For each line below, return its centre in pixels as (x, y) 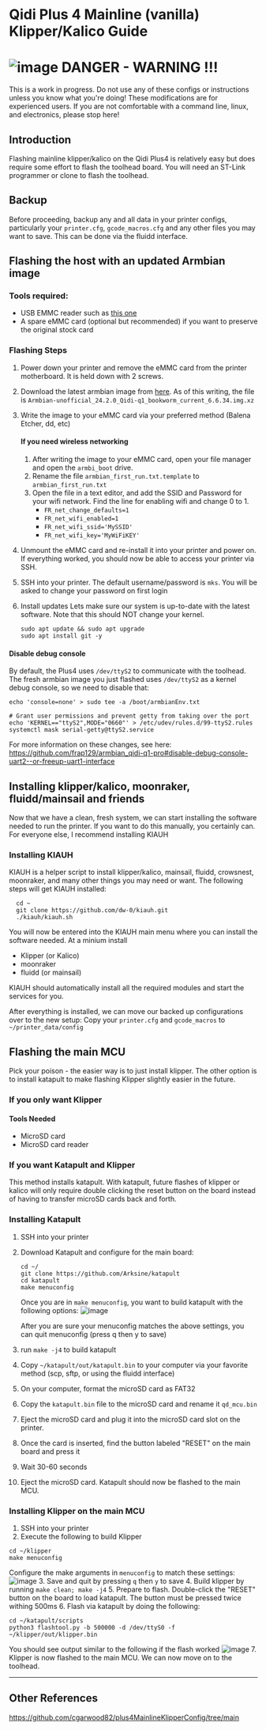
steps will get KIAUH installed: (58, 889)
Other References (53, 1698)
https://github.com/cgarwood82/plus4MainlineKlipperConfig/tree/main (124, 1717)
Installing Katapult (45, 1220)
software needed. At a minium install (68, 941)
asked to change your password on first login (94, 590)
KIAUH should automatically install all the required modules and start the (127, 988)
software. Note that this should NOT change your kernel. (112, 614)
